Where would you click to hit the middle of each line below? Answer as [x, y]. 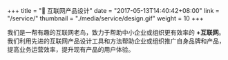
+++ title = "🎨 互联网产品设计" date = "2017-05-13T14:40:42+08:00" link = [113, 11]
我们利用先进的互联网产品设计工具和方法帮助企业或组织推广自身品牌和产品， [116, 41]
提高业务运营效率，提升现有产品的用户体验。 [71, 49]
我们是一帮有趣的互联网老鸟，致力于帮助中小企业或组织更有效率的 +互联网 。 [116, 32]
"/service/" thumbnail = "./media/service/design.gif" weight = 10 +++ [105, 18]
